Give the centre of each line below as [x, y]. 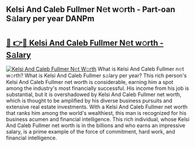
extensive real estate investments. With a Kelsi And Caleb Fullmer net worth [97, 107]
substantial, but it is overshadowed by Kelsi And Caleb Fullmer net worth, [94, 94]
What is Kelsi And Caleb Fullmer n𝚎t [141, 69]
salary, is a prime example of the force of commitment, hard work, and [90, 132]
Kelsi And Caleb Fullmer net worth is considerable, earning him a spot [90, 82]
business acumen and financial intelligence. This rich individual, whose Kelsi [98, 119]
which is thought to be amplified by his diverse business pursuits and [89, 101]
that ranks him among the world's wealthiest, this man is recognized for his [96, 113]
